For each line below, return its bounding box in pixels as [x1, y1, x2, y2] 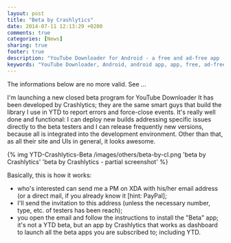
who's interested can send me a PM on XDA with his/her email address [16, 184, 219, 192]
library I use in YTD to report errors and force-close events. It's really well [7, 108, 216, 116]
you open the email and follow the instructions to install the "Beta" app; [16, 213, 219, 222]
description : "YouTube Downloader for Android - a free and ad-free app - [7, 55, 226, 62]
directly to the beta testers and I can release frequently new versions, [7, 122, 204, 130]
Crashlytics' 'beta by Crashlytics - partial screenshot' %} [7, 157, 168, 165]
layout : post [7, 10, 45, 17]
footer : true [7, 49, 45, 56]
